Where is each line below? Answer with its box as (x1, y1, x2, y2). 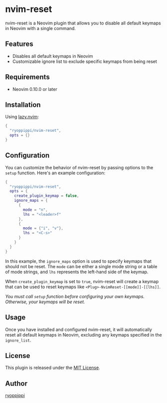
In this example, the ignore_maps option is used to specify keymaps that (5, 258, 152, 264)
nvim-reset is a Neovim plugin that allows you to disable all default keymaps (5, 20, 161, 26)
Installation (5, 100, 41, 109)
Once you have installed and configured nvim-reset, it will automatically (5, 326, 152, 333)
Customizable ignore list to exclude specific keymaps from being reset (12, 58, 157, 64)
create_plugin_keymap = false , (14, 193, 79, 198)
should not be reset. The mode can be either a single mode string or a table (5, 263, 158, 269)
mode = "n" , (23, 207, 48, 212)
